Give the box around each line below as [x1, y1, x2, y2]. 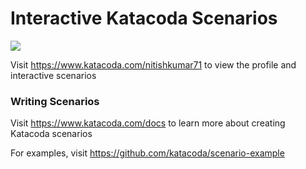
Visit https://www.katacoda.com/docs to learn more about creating [10, 117, 286, 129]
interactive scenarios [10, 69, 97, 81]
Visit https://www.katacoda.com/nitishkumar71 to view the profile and [10, 58, 297, 71]
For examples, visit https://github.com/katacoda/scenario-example [10, 147, 285, 159]
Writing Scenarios [10, 94, 100, 108]
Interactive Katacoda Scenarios [10, 7, 278, 30]
